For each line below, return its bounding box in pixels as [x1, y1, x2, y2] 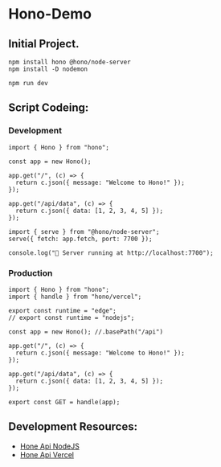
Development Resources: [8, 420, 138, 434]
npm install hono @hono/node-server [8, 58, 131, 66]
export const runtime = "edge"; [8, 306, 117, 314]
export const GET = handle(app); [8, 398, 121, 406]
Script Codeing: [8, 101, 89, 115]
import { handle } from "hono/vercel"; [8, 293, 142, 301]
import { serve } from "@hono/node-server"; [8, 227, 160, 236]
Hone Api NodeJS [19, 441, 80, 451]
